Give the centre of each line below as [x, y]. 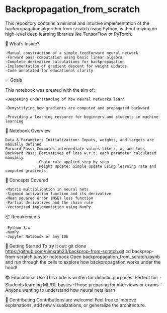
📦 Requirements [23, 216]
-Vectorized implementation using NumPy [48, 207]
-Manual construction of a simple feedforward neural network [72, 53]
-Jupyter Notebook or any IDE [37, 236]
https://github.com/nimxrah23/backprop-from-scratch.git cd [68, 251]
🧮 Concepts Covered [27, 180]
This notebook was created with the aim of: [50, 90]
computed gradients [26, 171]
